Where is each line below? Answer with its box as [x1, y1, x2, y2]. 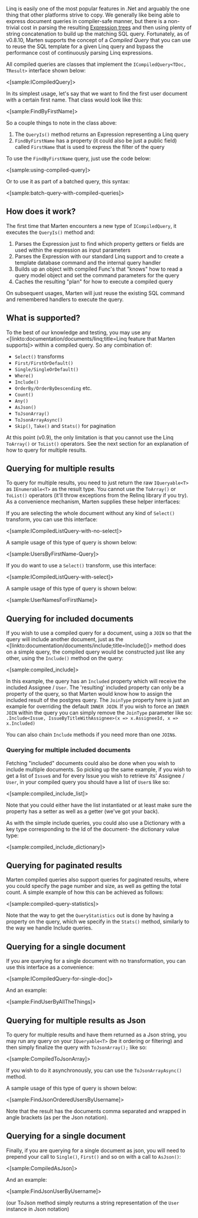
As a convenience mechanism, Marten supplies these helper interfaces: [6, 498, 181, 505]
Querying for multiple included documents [6, 746, 131, 754]
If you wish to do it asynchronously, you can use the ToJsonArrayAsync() [6, 1067, 182, 1074]
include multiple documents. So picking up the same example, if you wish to [6, 766, 191, 773]
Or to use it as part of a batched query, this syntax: [6, 178, 130, 185]
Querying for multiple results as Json [6, 1015, 146, 1026]
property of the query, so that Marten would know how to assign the [6, 690, 173, 697]
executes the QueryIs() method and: [6, 229, 95, 236]
